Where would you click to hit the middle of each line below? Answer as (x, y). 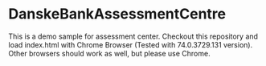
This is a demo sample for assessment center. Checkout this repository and (133, 36)
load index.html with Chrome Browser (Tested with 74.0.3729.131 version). (131, 44)
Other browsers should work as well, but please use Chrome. (109, 53)
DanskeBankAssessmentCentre (117, 14)
